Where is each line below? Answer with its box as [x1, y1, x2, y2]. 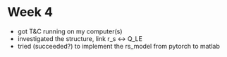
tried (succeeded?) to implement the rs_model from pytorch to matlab [17, 42, 220, 50]
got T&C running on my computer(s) [17, 27, 123, 35]
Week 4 [7, 4, 53, 20]
